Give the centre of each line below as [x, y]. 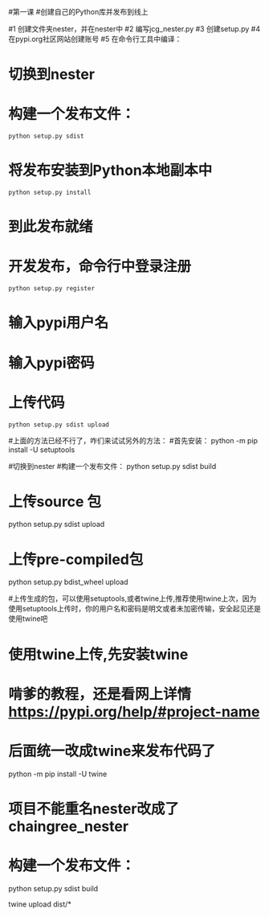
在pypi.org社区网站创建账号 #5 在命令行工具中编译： [95, 39]
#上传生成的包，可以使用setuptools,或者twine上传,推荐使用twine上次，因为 [132, 598]
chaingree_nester [69, 826]
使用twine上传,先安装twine [98, 654]
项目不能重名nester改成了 [94, 809]
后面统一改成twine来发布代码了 [112, 751]
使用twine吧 [28, 619]
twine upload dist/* [40, 904]
